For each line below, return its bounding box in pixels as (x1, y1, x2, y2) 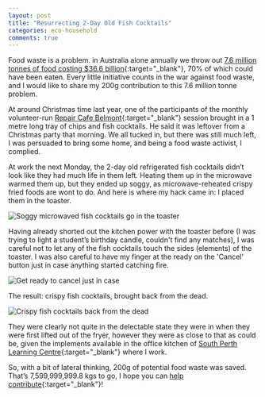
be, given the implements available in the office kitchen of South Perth (8, 339, 238, 349)
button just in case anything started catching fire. (8, 260, 169, 270)
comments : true (8, 33, 59, 42)
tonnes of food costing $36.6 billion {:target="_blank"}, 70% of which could (8, 64, 254, 74)
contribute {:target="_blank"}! (8, 380, 104, 389)
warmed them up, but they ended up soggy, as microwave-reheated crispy (8, 179, 253, 189)
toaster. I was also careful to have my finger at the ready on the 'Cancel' (8, 252, 244, 262)
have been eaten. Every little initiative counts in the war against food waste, (8, 72, 255, 82)
